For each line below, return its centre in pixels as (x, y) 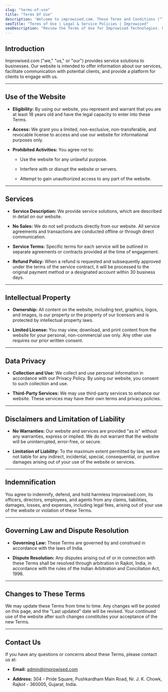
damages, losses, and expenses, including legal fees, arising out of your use (84, 505)
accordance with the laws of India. (48, 548)
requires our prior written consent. (48, 341)
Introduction (25, 49)
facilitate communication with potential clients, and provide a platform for (80, 71)
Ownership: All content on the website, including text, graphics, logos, (85, 310)
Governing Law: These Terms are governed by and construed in (79, 543)
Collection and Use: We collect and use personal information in (78, 373)
